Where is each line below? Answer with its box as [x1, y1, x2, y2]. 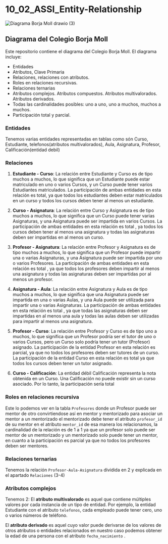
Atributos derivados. [12, 96, 55, 102]
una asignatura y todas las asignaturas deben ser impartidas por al [12, 271, 151, 277]
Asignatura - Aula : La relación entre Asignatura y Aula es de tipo [12, 286, 148, 292]
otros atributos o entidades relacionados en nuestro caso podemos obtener [5, 527, 162, 534]
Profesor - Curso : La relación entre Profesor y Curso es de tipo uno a [12, 328, 157, 334]
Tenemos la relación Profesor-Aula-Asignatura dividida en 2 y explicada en [5, 467, 162, 473]
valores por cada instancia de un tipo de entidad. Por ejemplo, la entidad [5, 502, 156, 508]
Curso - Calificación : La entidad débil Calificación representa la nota [12, 370, 156, 376]
